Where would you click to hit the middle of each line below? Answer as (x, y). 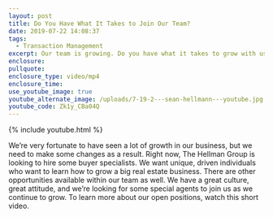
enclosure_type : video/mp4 (54, 76)
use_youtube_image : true (50, 91)
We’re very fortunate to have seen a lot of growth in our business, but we (130, 145)
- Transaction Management (60, 46)
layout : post (30, 16)
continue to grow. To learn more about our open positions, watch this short (133, 197)
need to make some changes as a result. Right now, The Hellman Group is (132, 154)
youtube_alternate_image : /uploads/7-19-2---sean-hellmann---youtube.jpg (136, 99)
